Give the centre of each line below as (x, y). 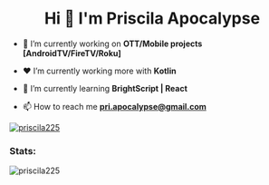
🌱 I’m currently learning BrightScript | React (105, 88)
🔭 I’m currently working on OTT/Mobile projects (112, 44)
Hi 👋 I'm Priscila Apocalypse (152, 19)
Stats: (23, 151)
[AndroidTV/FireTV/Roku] (72, 53)
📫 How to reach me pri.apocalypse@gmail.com (114, 106)
